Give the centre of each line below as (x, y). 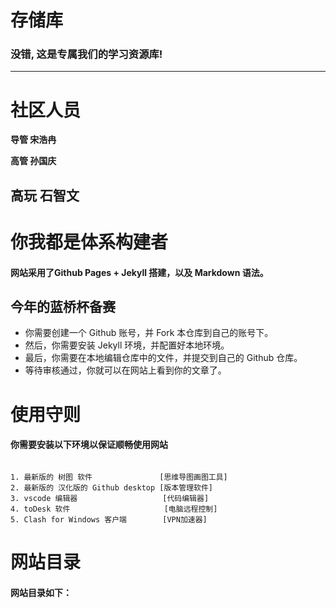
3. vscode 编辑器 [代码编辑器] (110, 498)
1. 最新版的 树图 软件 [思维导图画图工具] (119, 477)
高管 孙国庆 (33, 161)
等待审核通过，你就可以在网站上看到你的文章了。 (125, 370)
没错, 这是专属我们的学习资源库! (86, 54)
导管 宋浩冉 (33, 140)
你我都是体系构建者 (89, 242)
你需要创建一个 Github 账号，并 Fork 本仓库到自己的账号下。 (149, 333)
